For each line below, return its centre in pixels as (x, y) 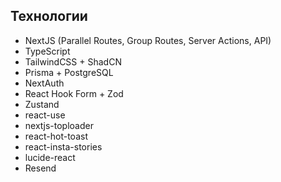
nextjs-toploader (59, 125)
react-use (45, 115)
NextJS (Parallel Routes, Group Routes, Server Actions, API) (148, 40)
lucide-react (50, 157)
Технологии (49, 16)
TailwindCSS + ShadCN (73, 61)
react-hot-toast (56, 136)
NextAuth (44, 83)
